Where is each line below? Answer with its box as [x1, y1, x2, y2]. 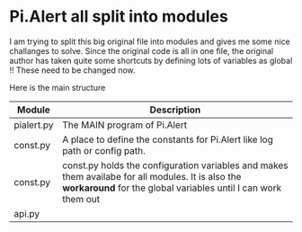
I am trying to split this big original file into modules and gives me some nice [9, 36, 290, 47]
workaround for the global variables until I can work [62, 182, 281, 194]
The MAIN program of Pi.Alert [62, 119, 187, 131]
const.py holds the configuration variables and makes [62, 159, 289, 172]
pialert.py [13, 119, 54, 131]
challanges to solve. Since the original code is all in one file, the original [9, 45, 274, 56]
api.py [13, 207, 40, 219]
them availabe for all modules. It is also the [62, 170, 242, 183]
